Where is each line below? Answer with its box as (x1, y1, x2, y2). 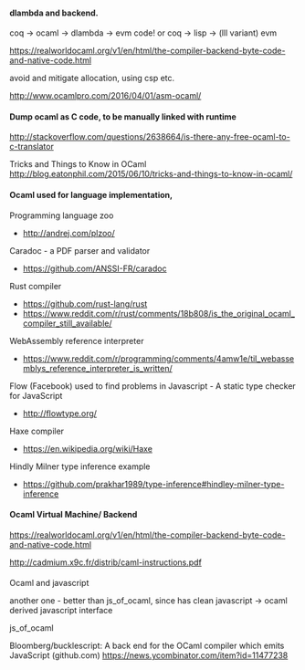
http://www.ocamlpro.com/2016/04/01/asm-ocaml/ (9, 90, 202, 101)
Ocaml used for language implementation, (9, 190, 174, 200)
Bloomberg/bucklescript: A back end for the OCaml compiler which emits (9, 640, 285, 652)
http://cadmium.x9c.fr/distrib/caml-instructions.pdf (9, 557, 203, 568)
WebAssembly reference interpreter (9, 335, 144, 346)
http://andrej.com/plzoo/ (22, 227, 116, 238)
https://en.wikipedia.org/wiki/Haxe (22, 443, 153, 454)
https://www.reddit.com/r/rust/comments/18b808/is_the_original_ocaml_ (22, 308, 295, 319)
